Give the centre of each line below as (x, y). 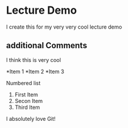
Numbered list (23, 83)
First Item (26, 94)
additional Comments (47, 46)
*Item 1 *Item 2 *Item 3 (35, 71)
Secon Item (29, 101)
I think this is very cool (33, 60)
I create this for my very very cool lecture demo (64, 27)
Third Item (27, 107)
